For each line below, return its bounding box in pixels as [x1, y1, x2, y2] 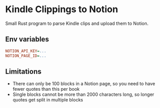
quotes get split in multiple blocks [12, 97, 83, 103]
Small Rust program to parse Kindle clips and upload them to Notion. [5, 20, 149, 26]
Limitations [5, 67, 42, 76]
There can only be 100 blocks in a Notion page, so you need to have [12, 81, 155, 87]
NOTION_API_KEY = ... [5, 48, 47, 54]
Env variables [5, 35, 49, 44]
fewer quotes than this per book [12, 86, 80, 92]
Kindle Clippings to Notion [5, 4, 118, 15]
